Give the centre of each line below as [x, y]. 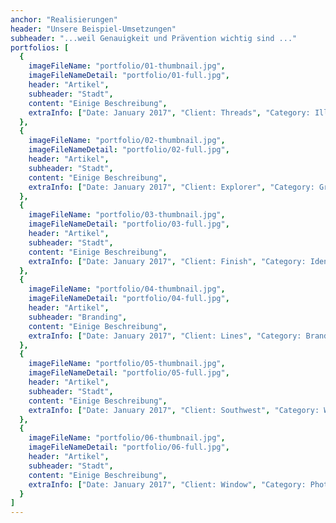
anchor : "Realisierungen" [64, 19]
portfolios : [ [40, 47]
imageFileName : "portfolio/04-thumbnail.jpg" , [127, 289]
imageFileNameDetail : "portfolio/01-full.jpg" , [129, 76]
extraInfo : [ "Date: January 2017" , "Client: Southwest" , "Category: [174, 410]
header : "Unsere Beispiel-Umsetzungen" [93, 29]
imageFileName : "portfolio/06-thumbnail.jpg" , [127, 438]
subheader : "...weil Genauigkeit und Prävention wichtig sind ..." [154, 38]
